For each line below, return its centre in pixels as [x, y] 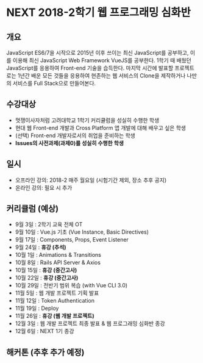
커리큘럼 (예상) [33, 209]
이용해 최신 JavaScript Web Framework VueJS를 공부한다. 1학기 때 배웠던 [102, 60]
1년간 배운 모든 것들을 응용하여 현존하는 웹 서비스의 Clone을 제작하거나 [101, 76]
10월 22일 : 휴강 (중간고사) [47, 278]
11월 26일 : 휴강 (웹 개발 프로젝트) [55, 316]
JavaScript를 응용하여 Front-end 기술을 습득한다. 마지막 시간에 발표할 [90, 68]
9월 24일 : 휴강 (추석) [41, 247]
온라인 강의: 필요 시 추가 [44, 187]
